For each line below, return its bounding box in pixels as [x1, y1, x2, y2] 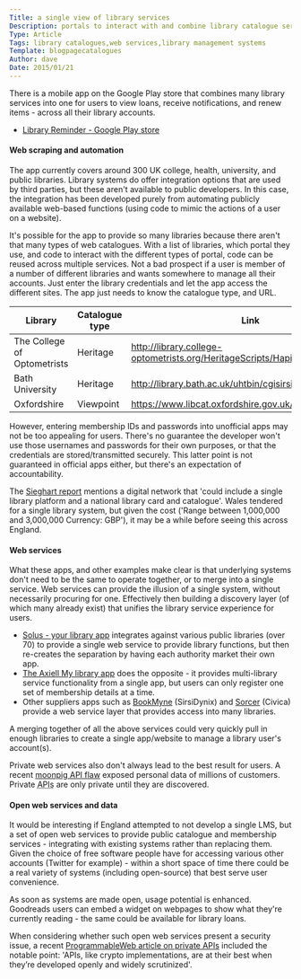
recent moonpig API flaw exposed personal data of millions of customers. [9, 770, 280, 781]
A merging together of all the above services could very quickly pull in [9, 724, 268, 735]
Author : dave [9, 55, 58, 64]
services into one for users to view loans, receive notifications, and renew [9, 97, 282, 108]
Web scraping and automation [9, 145, 125, 155]
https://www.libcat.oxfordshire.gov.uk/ [131, 398, 294, 410]
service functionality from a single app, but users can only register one [21, 677, 284, 688]
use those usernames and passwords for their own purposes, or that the [9, 440, 277, 451]
